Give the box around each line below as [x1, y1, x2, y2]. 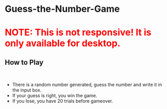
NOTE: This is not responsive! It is [5, 27, 152, 39]
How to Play [5, 58, 44, 67]
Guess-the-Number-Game [5, 3, 120, 15]
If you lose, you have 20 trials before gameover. [12, 98, 113, 104]
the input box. [12, 87, 42, 93]
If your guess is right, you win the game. [12, 93, 97, 99]
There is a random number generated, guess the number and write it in [12, 82, 162, 88]
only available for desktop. [5, 38, 121, 49]
